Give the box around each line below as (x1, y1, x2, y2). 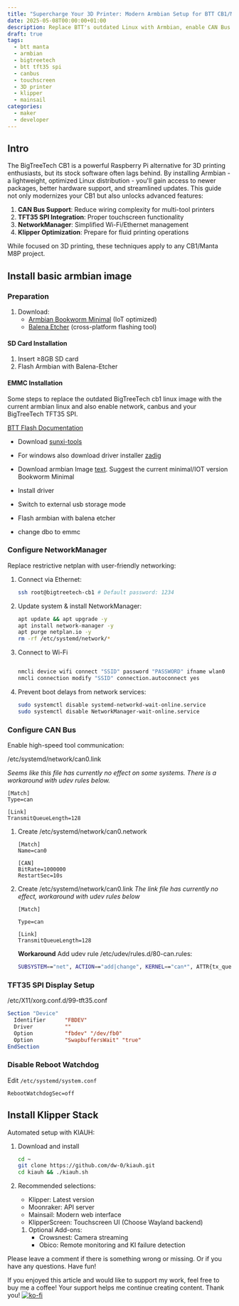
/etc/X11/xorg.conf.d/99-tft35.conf (7, 997, 108, 1005)
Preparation (7, 291, 50, 301)
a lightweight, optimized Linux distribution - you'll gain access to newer (7, 176, 216, 185)
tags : (7, 37, 23, 44)
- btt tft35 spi (14, 63, 62, 70)
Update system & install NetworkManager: (17, 602, 142, 610)
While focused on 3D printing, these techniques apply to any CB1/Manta (7, 242, 218, 250)
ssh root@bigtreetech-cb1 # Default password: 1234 (17, 588, 174, 596)
